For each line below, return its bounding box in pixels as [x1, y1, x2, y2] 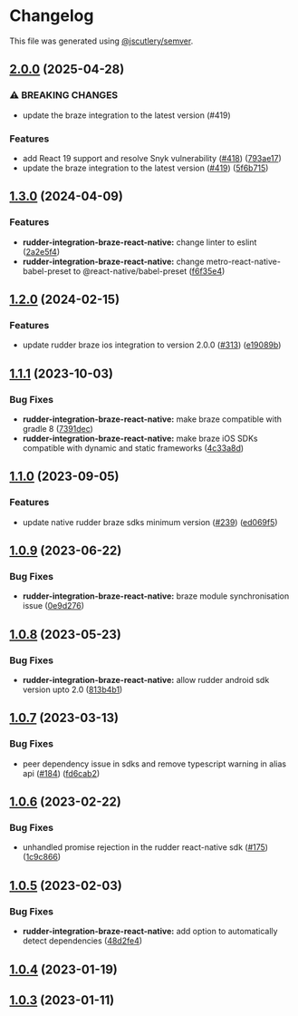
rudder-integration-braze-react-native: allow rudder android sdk [22, 675, 270, 686]
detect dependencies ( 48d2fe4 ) [22, 935, 143, 946]
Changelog [9, 5, 94, 26]
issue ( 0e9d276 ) [22, 601, 84, 611]
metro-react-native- [206, 256, 281, 267]
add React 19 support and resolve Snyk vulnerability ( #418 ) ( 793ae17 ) [22, 152, 283, 163]
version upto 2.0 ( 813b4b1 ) [22, 684, 123, 695]
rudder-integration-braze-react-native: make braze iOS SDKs [22, 433, 258, 444]
